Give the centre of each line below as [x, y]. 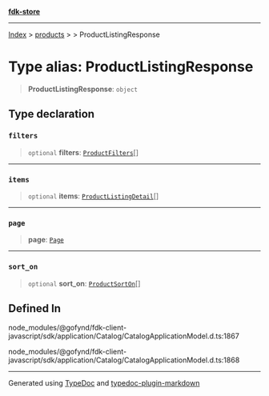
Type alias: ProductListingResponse [131, 67]
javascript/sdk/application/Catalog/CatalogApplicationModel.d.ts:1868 [124, 360]
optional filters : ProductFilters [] [83, 152]
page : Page [46, 240]
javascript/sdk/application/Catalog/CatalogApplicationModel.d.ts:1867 [124, 336]
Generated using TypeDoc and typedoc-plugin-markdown [104, 383]
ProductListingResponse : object [83, 89]
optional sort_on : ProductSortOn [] [84, 283]
